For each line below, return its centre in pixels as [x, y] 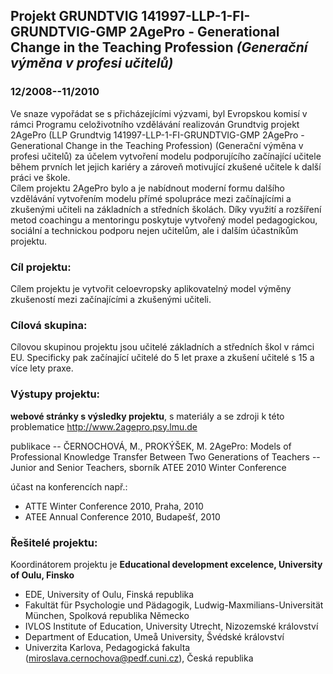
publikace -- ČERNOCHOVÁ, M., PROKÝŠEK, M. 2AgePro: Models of [151, 446]
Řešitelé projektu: [54, 542]
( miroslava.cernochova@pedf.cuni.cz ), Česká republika [139, 658]
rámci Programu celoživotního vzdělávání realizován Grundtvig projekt [155, 124]
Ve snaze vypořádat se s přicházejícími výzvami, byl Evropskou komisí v [159, 113]
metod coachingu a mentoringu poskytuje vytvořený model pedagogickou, [164, 220]
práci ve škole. [40, 177]
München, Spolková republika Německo [107, 615]
